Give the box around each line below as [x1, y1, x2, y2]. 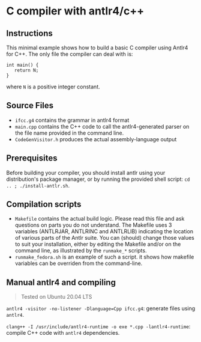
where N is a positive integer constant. [6, 83, 100, 90]
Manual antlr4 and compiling [6, 277, 116, 287]
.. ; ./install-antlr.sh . [6, 182, 70, 189]
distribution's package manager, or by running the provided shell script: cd [6, 176, 190, 183]
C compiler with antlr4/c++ [6, 4, 145, 18]
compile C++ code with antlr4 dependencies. [6, 329, 120, 337]
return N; [14, 67, 39, 73]
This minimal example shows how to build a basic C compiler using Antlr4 [6, 44, 188, 51]
